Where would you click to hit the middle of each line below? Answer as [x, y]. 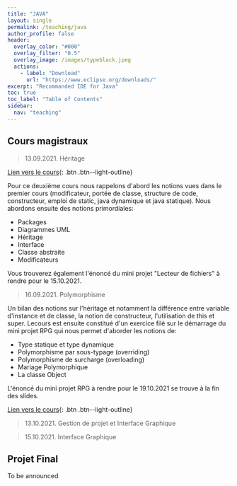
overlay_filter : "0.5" [47, 54]
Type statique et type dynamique [66, 345]
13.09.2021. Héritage [54, 158]
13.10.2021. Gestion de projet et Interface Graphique [100, 423]
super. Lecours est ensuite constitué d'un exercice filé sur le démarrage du [117, 323]
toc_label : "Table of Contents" [55, 100]
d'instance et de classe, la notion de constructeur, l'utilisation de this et [111, 316]
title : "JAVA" [28, 14]
